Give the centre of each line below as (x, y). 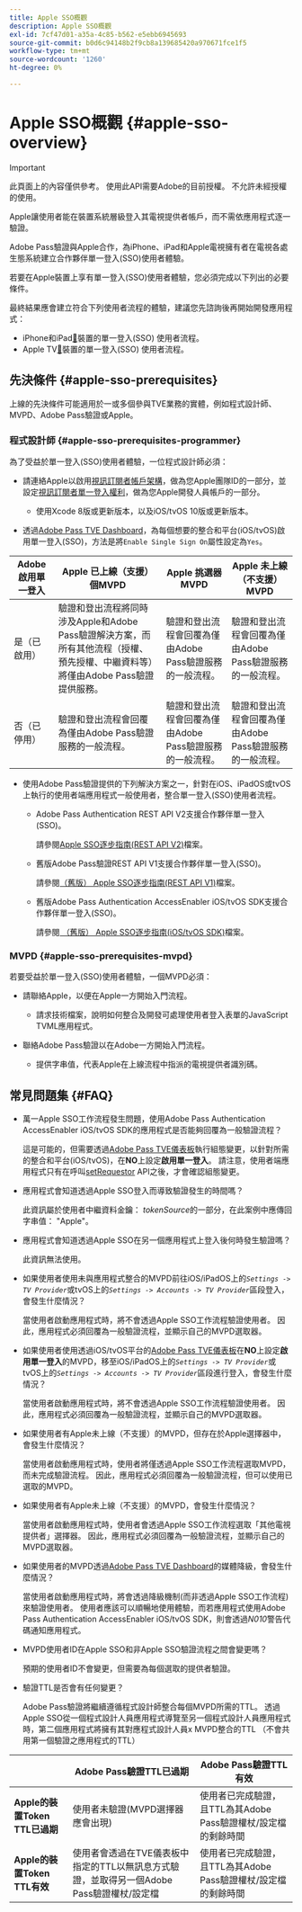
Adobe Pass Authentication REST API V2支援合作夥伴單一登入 (150, 814)
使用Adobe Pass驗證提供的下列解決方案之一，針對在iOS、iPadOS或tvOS (156, 783)
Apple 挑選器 (194, 572)
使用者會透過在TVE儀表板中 (131, 1854)
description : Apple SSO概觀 (61, 26)
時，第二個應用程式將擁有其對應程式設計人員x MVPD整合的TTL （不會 (152, 1729)
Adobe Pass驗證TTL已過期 (132, 1772)
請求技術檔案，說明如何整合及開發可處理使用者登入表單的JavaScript (162, 1015)
